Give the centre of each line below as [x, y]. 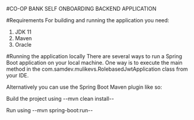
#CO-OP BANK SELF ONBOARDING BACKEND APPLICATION [81, 9]
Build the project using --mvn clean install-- [60, 99]
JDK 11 [23, 32]
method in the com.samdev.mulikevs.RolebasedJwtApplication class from [97, 69]
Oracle [23, 45]
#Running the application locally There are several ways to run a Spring [94, 56]
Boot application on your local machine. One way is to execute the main [94, 63]
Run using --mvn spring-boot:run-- [50, 110]
